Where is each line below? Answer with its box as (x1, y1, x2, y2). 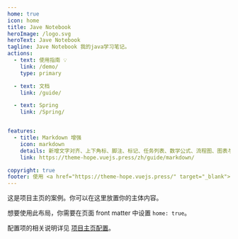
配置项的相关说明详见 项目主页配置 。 (7, 224, 115, 233)
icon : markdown (20, 140, 65, 148)
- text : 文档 (13, 82, 50, 89)
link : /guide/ (20, 89, 62, 96)
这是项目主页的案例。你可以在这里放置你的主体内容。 (7, 194, 163, 202)
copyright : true (7, 167, 55, 174)
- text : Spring (13, 102, 59, 109)
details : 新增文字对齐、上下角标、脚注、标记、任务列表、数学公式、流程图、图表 (20, 147, 228, 155)
